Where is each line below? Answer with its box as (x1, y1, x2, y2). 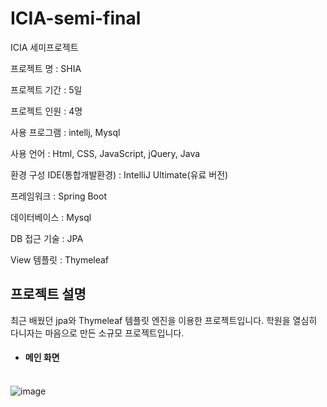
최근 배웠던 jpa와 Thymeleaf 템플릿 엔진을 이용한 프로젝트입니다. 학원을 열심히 (10, 314, 318, 326)
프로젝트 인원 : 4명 (10, 105, 83, 117)
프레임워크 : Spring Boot (10, 190, 107, 202)
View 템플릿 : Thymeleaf (10, 253, 110, 266)
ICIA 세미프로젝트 (10, 41, 79, 53)
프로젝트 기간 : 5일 (10, 83, 83, 96)
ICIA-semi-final (10, 7, 142, 30)
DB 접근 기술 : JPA (10, 232, 84, 244)
